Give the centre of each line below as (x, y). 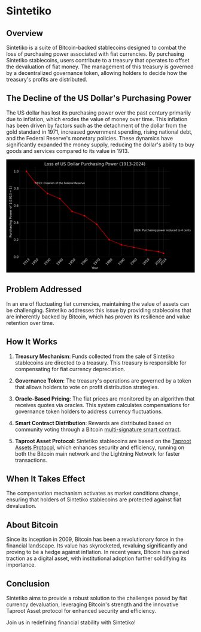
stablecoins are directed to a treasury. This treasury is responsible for (100, 362)
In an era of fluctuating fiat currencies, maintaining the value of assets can (98, 303)
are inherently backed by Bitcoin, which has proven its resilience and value (98, 317)
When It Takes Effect (46, 479)
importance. (21, 565)
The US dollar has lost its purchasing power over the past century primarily (99, 113)
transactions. (31, 460)
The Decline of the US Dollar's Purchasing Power (99, 98)
